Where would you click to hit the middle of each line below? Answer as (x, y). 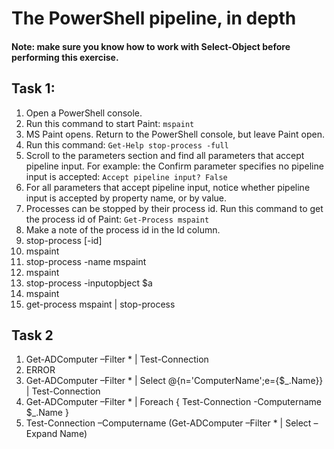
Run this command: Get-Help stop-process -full (127, 144)
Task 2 (32, 335)
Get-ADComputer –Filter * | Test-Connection (117, 359)
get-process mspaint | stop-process (100, 304)
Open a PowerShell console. (84, 113)
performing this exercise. (65, 57)
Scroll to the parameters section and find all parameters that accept (165, 155)
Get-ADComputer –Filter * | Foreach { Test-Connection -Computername (173, 402)
